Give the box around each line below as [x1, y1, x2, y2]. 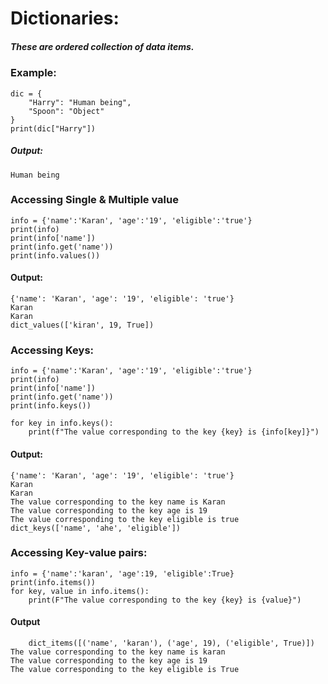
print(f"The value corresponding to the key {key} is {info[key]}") [28, 427, 320, 437]
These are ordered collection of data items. [10, 40, 195, 52]
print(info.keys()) [10, 401, 92, 411]
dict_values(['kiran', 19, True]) [10, 320, 155, 330]
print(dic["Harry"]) [10, 123, 97, 134]
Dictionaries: [10, 7, 120, 30]
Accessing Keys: [10, 343, 95, 357]
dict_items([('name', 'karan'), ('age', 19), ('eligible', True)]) [28, 638, 315, 648]
